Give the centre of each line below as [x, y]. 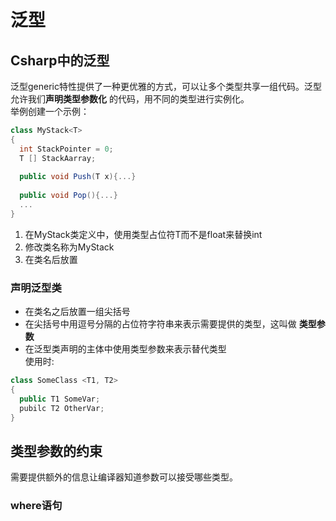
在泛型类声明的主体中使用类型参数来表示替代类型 [125, 349]
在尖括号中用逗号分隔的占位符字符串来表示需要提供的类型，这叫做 [160, 324]
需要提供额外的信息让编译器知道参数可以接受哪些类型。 [124, 477]
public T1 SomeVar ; [60, 399]
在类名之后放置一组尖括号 [77, 312]
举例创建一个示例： [50, 111]
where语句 [36, 506]
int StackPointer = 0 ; [66, 149]
